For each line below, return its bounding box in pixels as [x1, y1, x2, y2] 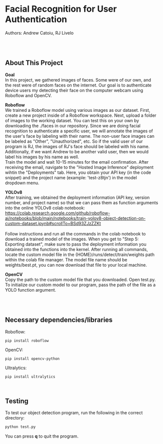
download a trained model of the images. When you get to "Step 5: [5, 236, 139, 242]
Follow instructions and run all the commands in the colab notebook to [5, 231, 146, 236]
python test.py [5, 424, 36, 429]
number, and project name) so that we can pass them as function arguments [5, 199, 158, 206]
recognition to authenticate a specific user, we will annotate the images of [5, 128, 153, 134]
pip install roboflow [5, 338, 49, 343]
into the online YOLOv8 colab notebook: [5, 205, 85, 211]
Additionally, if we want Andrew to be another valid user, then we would [5, 148, 149, 154]
